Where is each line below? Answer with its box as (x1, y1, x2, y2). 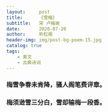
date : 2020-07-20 (6, 25, 67, 32)
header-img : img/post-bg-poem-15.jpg (6, 37, 102, 43)
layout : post (6, 8, 50, 15)
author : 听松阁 (6, 31, 53, 38)
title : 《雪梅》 (6, 15, 58, 21)
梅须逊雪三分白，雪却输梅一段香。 (6, 98, 106, 107)
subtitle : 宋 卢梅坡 (6, 20, 60, 26)
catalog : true (6, 43, 42, 49)
